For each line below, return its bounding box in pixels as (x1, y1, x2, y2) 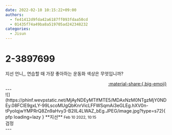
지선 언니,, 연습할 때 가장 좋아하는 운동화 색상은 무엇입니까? (5, 70, 124, 76)
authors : (5, 12, 24, 17)
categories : (5, 26, 31, 32)
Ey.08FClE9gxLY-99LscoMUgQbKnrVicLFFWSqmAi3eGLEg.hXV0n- (5, 102, 148, 109)
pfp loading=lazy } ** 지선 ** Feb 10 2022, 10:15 (5, 114, 97, 120)
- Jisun (10, 31, 27, 36)
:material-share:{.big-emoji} (108, 80, 167, 87)
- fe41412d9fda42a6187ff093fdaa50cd (10, 17, 88, 22)
